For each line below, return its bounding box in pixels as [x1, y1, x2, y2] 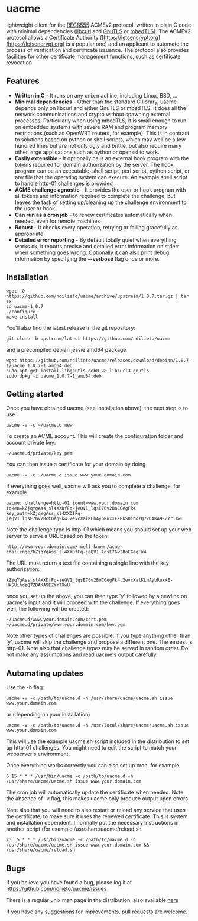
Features [6, 76, 40, 86]
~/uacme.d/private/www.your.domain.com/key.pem [6, 622, 126, 628]
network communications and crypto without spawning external [14, 111, 171, 118]
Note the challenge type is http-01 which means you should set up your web [6, 526, 192, 533]
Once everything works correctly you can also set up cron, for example [6, 762, 180, 769]
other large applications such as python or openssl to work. [14, 148, 160, 155]
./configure [6, 309, 35, 314]
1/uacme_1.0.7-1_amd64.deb [6, 362, 73, 368]
